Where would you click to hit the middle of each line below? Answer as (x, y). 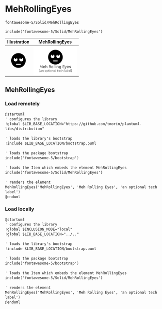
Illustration (18, 42)
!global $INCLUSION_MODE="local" (39, 229)
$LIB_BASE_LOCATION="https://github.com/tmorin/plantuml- (82, 124)
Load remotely (23, 103)
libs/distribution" (25, 129)
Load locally (20, 209)
